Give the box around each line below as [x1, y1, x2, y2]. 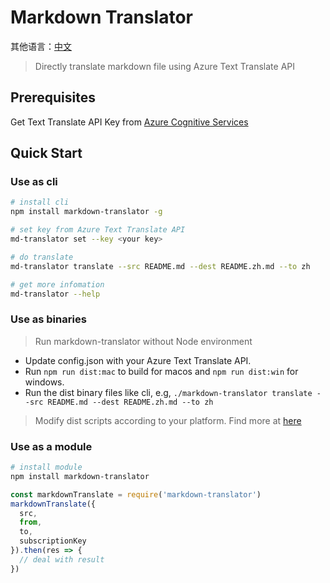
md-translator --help [10, 289, 101, 299]
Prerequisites [10, 89, 96, 106]
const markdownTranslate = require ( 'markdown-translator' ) [10, 489, 262, 500]
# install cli [10, 197, 70, 208]
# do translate [10, 252, 74, 262]
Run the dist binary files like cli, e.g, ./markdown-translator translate [24, 386, 313, 398]
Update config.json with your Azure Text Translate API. [24, 354, 252, 366]
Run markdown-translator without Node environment [34, 335, 253, 347]
